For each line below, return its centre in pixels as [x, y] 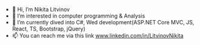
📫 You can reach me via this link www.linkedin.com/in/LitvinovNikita [98, 36]
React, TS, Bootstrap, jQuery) [49, 29]
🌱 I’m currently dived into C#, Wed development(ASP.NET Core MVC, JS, [103, 22]
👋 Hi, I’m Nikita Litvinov [41, 9]
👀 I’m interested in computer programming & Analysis [78, 16]
